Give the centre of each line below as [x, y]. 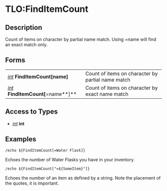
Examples [21, 139]
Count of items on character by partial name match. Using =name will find [81, 39]
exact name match [107, 94]
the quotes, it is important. [32, 183]
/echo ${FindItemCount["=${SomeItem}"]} [48, 169]
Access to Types [32, 112]
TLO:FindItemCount [47, 9]
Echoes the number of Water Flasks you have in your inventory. [70, 160]
